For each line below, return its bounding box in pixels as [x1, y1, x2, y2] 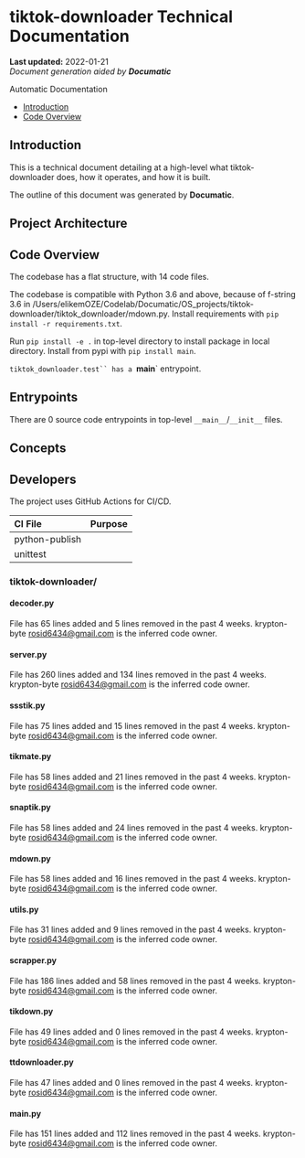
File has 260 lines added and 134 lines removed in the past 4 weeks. [9, 670, 267, 681]
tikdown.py [9, 1006, 54, 1017]
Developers [9, 471, 77, 487]
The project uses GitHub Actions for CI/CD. [9, 496, 172, 507]
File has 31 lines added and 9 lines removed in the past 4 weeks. [9, 924, 252, 935]
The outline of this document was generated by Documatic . [9, 189, 235, 200]
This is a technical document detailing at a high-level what [9, 162, 228, 173]
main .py [9, 1108, 42, 1119]
